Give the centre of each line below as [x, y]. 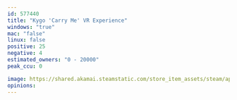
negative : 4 [25, 54]
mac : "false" [26, 33]
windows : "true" [31, 27]
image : [17, 79]
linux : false [26, 40]
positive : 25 [26, 46]
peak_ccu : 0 [25, 66]
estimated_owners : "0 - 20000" [53, 60]
